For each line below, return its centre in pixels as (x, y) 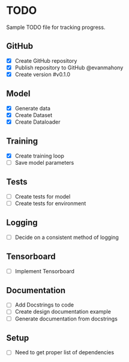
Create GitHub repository (46, 60)
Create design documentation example (63, 312)
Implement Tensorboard (45, 271)
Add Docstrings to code (44, 305)
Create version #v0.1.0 (43, 74)
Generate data (33, 108)
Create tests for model (43, 196)
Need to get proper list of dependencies (64, 352)
